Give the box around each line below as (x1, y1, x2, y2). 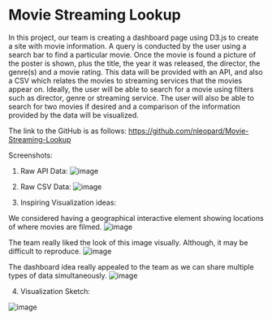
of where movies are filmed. (8, 222, 102, 231)
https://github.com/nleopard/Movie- (128, 126, 249, 136)
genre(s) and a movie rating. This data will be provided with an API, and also (8, 67, 263, 76)
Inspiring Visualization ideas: (19, 197, 116, 207)
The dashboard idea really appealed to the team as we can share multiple (8, 262, 254, 271)
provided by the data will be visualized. (8, 110, 140, 119)
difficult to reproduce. (8, 246, 81, 256)
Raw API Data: (19, 166, 68, 175)
